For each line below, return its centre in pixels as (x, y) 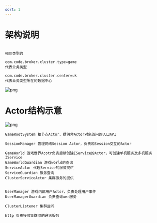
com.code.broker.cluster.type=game (41, 62)
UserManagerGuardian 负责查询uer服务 (41, 197)
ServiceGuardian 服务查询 (30, 173)
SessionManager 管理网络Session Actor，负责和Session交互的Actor (68, 143)
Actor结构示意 (33, 111)
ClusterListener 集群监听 (30, 206)
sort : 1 (13, 9)
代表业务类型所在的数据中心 (29, 80)
